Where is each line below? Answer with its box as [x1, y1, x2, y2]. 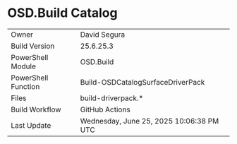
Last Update [11, 120, 51, 130]
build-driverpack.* [80, 93, 144, 103]
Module [11, 61, 37, 71]
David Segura [80, 30, 126, 40]
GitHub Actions [80, 104, 130, 114]
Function [11, 81, 40, 91]
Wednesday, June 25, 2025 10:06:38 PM [80, 116, 219, 126]
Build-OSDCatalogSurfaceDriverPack [80, 77, 205, 87]
